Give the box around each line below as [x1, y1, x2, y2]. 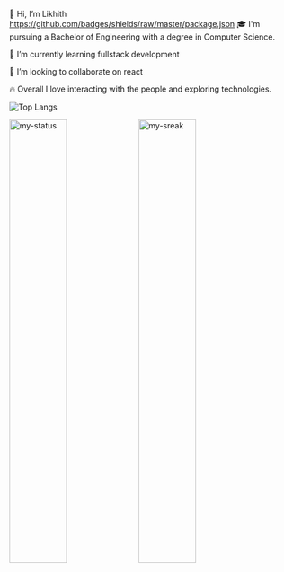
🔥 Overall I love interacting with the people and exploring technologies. [9, 84, 272, 94]
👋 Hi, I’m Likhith [9, 9, 67, 19]
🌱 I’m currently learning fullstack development [9, 49, 180, 59]
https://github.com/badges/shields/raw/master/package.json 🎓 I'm [9, 19, 261, 29]
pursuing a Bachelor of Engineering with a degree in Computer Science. [9, 31, 276, 42]
